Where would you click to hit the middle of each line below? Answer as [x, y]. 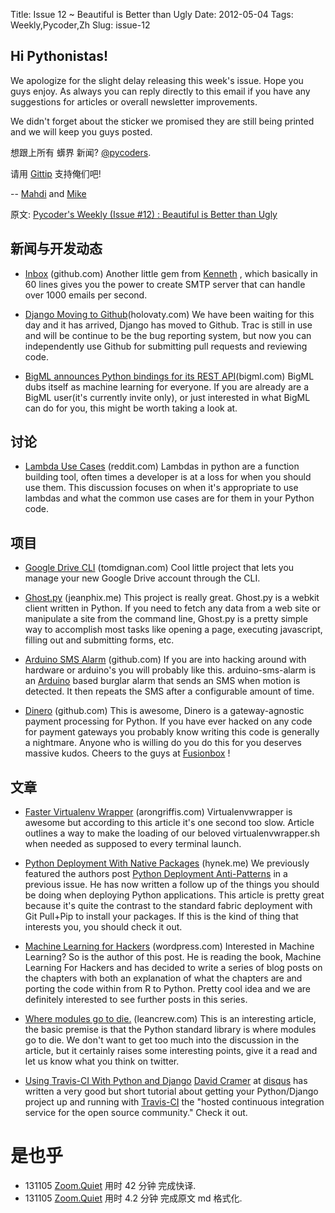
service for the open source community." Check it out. [136, 1113]
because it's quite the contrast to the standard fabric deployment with [168, 906]
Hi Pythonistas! [59, 56]
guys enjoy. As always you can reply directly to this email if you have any [160, 91]
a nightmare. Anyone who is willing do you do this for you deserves [163, 743]
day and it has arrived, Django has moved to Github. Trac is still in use [168, 325]
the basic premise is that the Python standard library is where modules [170, 1030]
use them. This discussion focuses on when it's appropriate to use [161, 488]
